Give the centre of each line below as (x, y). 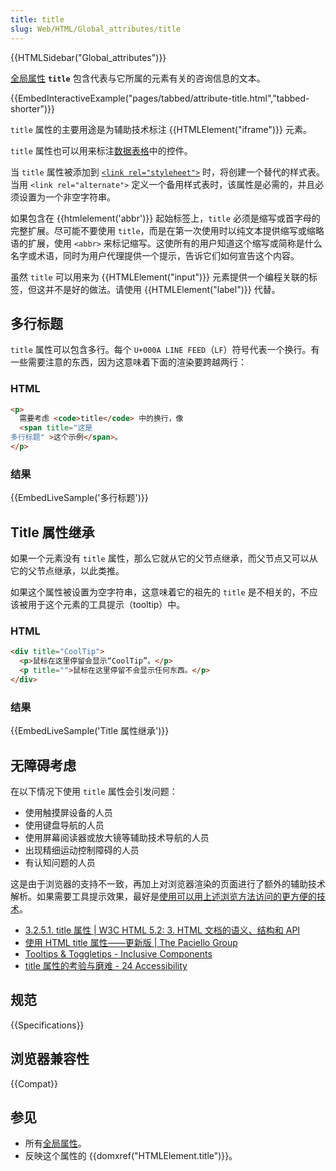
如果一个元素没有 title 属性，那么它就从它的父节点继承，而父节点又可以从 (164, 558)
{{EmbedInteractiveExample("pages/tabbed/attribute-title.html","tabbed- (160, 98)
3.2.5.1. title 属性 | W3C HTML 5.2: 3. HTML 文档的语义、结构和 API (162, 930)
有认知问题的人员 (60, 862)
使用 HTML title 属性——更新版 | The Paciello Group (131, 942)
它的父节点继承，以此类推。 (67, 571)
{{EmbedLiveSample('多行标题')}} (79, 498)
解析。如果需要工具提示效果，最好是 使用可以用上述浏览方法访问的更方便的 (163, 896)
